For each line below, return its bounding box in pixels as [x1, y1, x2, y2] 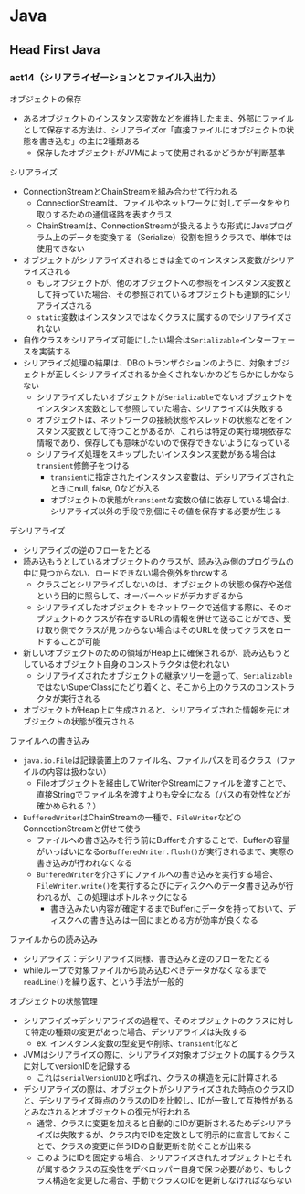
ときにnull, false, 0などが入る [49, 482, 161, 493]
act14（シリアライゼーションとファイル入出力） [9, 70, 222, 83]
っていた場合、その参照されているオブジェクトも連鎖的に [60, 289, 277, 300]
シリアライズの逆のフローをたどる [22, 544, 152, 555]
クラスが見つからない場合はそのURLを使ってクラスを [76, 624, 276, 635]
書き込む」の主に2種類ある [38, 135, 141, 146]
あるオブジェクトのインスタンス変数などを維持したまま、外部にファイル [22, 112, 295, 123]
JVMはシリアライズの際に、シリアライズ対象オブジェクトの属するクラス [22, 1049, 296, 1060]
